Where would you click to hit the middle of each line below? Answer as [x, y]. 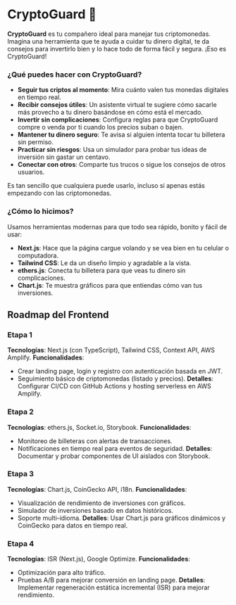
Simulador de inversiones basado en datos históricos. [95, 510]
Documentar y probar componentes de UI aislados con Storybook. [114, 456]
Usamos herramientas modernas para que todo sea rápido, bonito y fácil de [117, 227]
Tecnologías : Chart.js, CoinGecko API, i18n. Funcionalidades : [97, 489]
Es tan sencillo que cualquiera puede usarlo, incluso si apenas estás [106, 186]
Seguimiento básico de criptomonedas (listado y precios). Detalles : [115, 378]
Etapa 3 [20, 474]
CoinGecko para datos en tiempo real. [73, 525]
